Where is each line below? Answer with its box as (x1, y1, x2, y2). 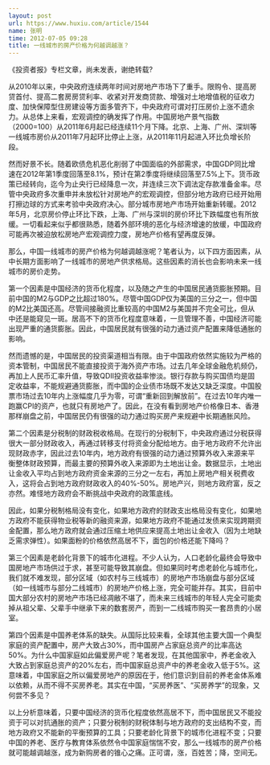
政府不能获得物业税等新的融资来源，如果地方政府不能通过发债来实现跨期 (14, 516, 255, 526)
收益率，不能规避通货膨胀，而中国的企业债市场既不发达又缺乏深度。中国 (14, 381, 255, 391)
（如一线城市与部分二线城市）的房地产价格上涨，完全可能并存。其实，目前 (8, 583, 255, 593)
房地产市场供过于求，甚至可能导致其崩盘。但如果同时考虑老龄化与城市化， (14, 563, 262, 573)
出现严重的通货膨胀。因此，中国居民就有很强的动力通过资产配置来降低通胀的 (8, 324, 262, 333)
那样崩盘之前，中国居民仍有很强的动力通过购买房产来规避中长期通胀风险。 (8, 411, 255, 421)
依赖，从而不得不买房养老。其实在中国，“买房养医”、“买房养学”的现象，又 (14, 681, 260, 690)
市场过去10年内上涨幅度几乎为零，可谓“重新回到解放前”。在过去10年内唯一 (14, 391, 262, 401)
